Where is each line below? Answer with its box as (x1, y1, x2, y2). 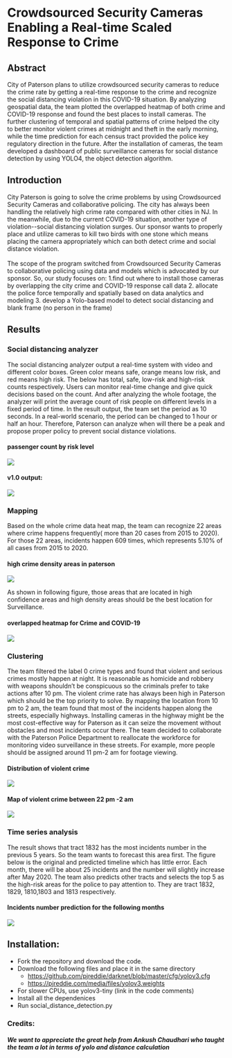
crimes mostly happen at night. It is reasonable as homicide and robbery (7, 674, 214, 682)
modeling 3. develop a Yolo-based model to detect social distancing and (7, 296, 213, 304)
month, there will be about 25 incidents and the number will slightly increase (7, 865, 225, 873)
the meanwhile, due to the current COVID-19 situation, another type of (7, 215, 208, 223)
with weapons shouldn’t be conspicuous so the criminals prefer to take (7, 681, 209, 690)
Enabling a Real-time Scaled (7, 19, 172, 35)
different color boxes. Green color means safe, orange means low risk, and (7, 367, 220, 376)
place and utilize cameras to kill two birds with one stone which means (7, 229, 209, 238)
